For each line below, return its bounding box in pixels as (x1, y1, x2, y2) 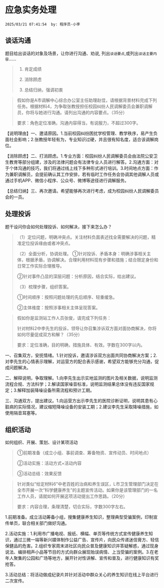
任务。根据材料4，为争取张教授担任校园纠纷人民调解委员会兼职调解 (17, 103, 153, 109)
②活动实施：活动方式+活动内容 (17, 460, 82, 466)
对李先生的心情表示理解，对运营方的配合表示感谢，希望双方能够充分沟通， (5, 358, 155, 364)
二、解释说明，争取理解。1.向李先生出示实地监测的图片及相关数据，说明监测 (5, 375, 158, 381)
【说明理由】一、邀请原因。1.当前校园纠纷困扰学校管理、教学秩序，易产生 (5, 130, 154, 136)
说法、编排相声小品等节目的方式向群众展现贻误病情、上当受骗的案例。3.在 (5, 549, 155, 555)
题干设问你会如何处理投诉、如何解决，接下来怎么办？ (5, 223, 112, 229)
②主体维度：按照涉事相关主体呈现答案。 (17, 304, 101, 310)
